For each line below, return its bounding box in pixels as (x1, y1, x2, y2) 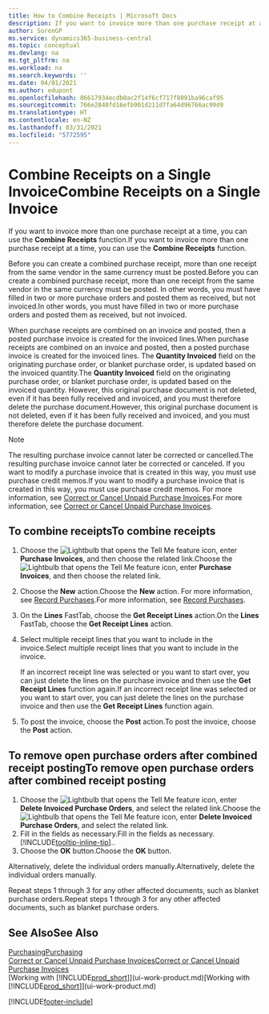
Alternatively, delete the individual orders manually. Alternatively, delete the (8, 862, 255, 871)
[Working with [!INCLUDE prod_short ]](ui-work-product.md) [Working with (8, 973, 251, 982)
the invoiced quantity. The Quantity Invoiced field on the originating (8, 368, 231, 378)
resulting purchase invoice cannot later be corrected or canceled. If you (8, 459, 246, 468)
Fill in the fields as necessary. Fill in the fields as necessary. (19, 829, 215, 838)
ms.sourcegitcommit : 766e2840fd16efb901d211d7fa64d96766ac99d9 (8, 101, 224, 109)
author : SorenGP (8, 26, 62, 34)
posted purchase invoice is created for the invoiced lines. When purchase (8, 333, 250, 343)
